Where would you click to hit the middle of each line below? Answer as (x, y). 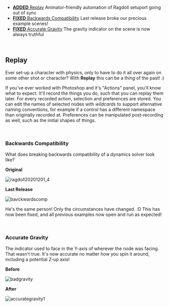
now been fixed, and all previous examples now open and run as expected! (83, 215)
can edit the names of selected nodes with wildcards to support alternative (84, 104)
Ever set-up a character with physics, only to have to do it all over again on (83, 72)
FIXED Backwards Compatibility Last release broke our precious (80, 18)
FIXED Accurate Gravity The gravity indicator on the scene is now (81, 29)
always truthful (28, 34)
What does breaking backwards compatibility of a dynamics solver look (80, 154)
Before (13, 269)
